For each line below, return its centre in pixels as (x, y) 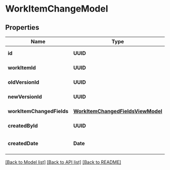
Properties (22, 27)
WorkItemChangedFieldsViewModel (118, 111)
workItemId (22, 68)
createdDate (23, 143)
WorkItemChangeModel (57, 9)
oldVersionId (24, 82)
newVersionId (25, 97)
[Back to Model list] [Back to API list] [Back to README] (63, 162)
